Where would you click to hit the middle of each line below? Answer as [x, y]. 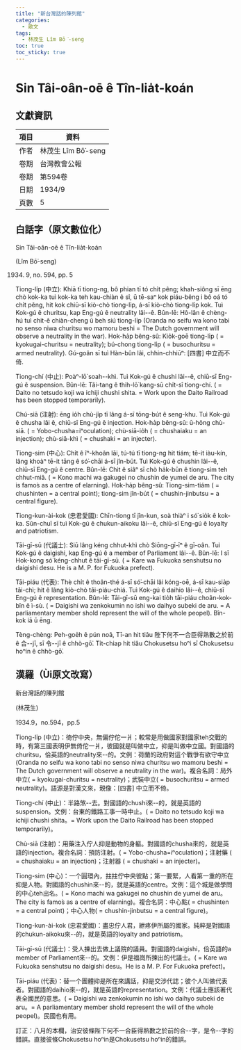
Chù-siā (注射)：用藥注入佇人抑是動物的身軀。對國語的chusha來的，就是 [119, 843]
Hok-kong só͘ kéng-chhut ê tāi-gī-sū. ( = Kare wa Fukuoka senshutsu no [118, 560]
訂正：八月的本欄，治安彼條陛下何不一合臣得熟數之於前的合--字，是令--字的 [125, 1031]
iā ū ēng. [40, 620]
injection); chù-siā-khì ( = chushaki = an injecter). [86, 438]
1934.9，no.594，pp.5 [48, 722]
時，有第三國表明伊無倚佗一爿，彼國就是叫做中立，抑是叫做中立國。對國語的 [125, 745]
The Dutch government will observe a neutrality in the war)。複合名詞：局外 [124, 770]
